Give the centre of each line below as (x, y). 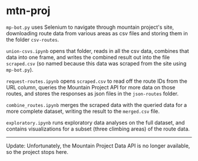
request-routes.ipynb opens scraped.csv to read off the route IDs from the (97, 81)
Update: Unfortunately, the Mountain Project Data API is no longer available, (98, 146)
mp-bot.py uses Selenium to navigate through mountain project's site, (90, 27)
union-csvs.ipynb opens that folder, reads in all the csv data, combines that (98, 51)
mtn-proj (28, 11)
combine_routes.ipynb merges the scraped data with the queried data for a (97, 105)
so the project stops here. (37, 152)
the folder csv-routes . (33, 39)
